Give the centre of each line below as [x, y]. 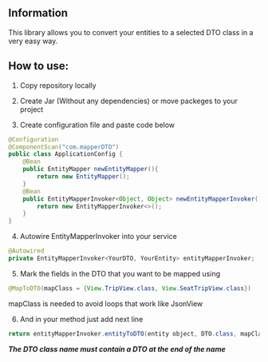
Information [38, 13]
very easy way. [33, 41]
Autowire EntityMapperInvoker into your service [98, 237]
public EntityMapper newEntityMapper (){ [91, 169]
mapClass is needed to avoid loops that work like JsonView [106, 304]
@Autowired [26, 251]
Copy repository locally [58, 85]
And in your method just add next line [81, 319]
